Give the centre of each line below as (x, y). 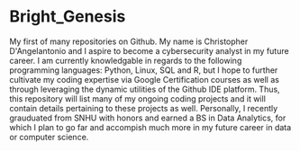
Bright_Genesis (68, 17)
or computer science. (49, 137)
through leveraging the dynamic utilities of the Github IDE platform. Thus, (145, 89)
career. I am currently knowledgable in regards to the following (126, 60)
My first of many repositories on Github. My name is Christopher (129, 41)
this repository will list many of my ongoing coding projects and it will (137, 98)
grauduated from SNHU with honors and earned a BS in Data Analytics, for (148, 118)
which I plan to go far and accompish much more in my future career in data (150, 127)
